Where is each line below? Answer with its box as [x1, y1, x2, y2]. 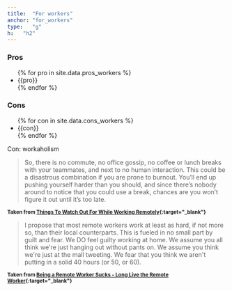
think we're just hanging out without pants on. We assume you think [24, 243, 219, 251]
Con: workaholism [7, 144, 59, 153]
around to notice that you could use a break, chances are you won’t [24, 187, 218, 196]
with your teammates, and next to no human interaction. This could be [24, 165, 226, 174]
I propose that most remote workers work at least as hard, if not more [24, 221, 224, 229]
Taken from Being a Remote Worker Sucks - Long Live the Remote [7, 271, 169, 278]
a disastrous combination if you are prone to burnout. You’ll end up [24, 173, 217, 181]
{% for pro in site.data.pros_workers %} [17, 68, 132, 77]
